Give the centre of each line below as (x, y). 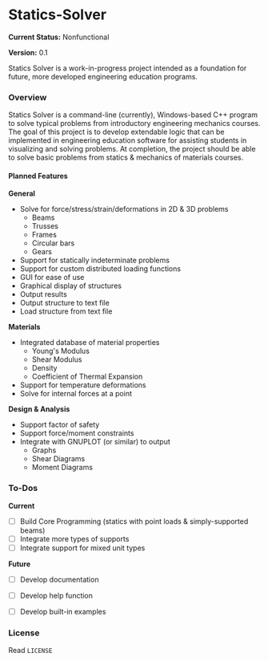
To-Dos (23, 489)
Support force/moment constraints (77, 433)
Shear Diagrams (58, 459)
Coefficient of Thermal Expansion (87, 377)
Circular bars (53, 243)
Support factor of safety (60, 425)
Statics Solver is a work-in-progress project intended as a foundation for (128, 68)
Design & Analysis (39, 409)
